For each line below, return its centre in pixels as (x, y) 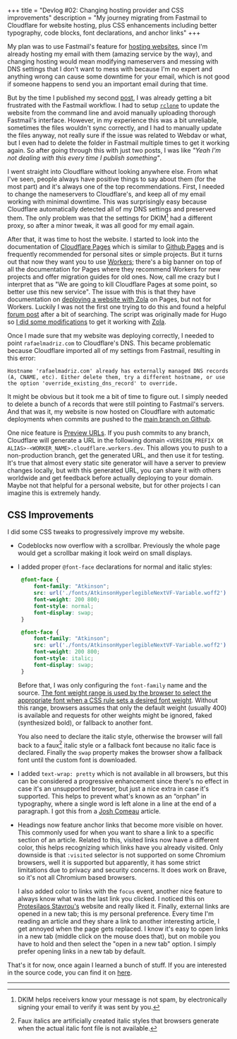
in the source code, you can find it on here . (70, 973)
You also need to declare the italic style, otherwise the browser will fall (120, 736)
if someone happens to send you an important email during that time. (108, 84)
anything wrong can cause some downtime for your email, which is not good (119, 76)
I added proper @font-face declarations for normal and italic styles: (115, 567)
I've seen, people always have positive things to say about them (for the (112, 179)
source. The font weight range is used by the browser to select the (114, 692)
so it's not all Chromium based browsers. (77, 878)
